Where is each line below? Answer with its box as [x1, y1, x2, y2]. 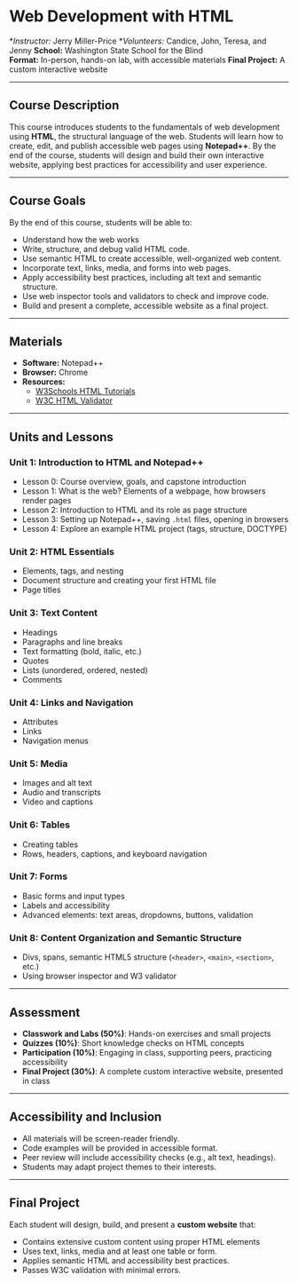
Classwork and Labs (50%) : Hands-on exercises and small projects [21, 1028, 271, 1039]
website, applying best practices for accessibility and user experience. [9, 159, 268, 170]
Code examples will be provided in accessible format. [21, 1143, 218, 1153]
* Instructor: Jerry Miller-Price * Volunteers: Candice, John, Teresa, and [9, 36, 267, 46]
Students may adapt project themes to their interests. [21, 1161, 217, 1172]
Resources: [21, 376, 66, 387]
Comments [21, 674, 63, 685]
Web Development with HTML [9, 6, 234, 27]
